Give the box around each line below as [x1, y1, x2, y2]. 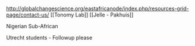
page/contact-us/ [6, 11, 49, 18]
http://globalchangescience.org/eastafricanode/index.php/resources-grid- [6, 5, 189, 12]
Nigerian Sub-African [6, 23, 58, 29]
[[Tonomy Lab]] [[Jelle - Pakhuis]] [50, 11, 134, 18]
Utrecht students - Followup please [6, 34, 93, 41]
